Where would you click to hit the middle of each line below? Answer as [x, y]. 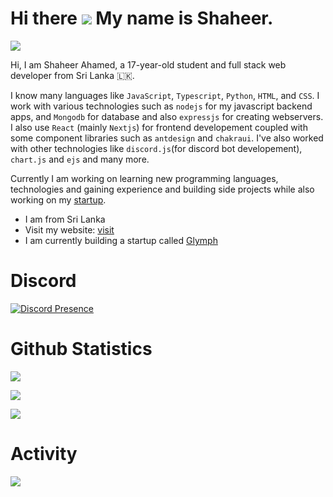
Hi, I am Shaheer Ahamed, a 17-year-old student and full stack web [148, 64]
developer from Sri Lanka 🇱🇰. [72, 75]
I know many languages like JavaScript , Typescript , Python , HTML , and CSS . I [165, 95]
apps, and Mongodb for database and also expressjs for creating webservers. [167, 116]
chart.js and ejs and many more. [80, 159]
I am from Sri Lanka [65, 219]
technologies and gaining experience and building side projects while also [162, 189]
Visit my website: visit [69, 229]
